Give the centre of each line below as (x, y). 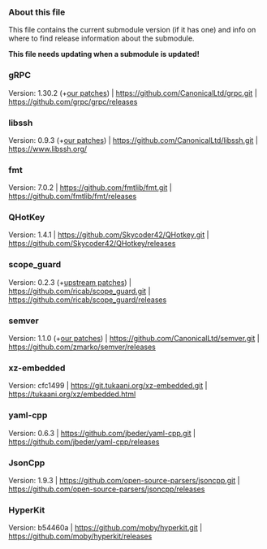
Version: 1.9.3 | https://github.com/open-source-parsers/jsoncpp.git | (124, 480)
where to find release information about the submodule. (101, 38)
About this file (37, 12)
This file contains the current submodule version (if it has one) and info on (132, 30)
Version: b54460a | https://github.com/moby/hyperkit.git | (106, 528)
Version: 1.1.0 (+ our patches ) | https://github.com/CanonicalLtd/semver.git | (134, 339)
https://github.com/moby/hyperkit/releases (80, 536)
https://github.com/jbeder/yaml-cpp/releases (84, 442)
